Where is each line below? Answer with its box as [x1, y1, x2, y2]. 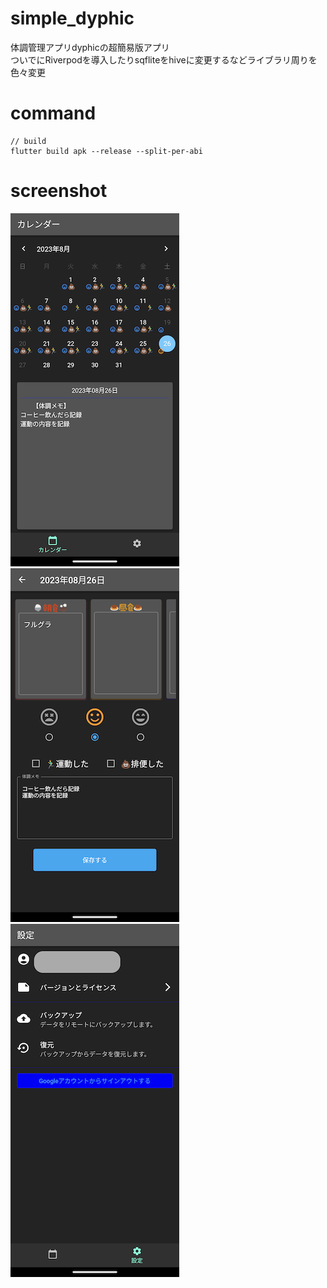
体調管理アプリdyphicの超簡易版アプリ [10, 41, 170, 53]
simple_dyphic [10, 7, 135, 30]
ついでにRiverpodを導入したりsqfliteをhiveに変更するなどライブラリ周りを [10, 53, 318, 66]
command [10, 102, 97, 125]
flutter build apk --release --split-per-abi [10, 146, 203, 156]
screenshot [10, 180, 108, 202]
